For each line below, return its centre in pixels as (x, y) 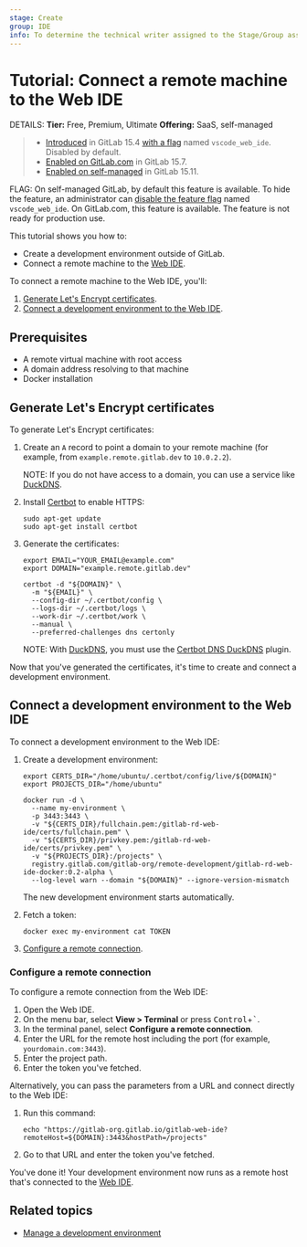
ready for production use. (58, 218)
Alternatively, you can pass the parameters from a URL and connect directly (152, 1086)
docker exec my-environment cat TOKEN (96, 931)
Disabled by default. (83, 153)
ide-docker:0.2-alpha (64, 872)
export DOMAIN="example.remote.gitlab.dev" (107, 568)
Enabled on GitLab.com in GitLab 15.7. (116, 162)
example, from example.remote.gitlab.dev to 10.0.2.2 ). (127, 457)
